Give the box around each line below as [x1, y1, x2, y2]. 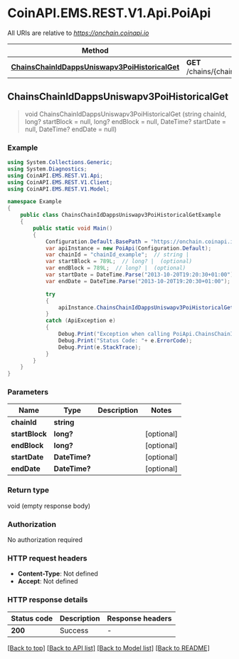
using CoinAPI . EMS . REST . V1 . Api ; [7, 172, 103, 179]
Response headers [107, 613, 172, 623]
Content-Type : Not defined [17, 569, 98, 578]
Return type [7, 485, 50, 495]
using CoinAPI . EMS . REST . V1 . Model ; [7, 185, 110, 193]
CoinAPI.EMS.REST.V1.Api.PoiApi [7, 5, 211, 21]
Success [59, 625, 89, 635]
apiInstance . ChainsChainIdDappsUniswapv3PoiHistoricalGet [58, 304, 234, 311]
